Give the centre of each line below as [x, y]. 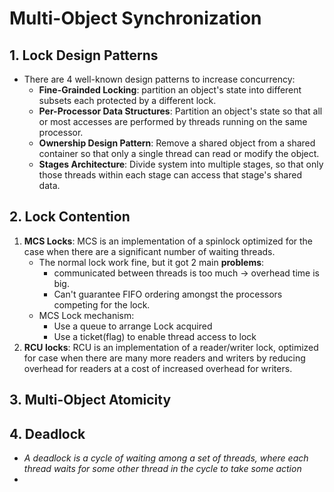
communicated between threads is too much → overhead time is [186, 273]
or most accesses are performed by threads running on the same [173, 121]
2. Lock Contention [70, 217]
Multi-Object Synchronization [135, 18]
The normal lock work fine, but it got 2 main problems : [151, 262]
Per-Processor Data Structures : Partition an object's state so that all [180, 111]
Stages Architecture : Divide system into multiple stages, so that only [181, 164]
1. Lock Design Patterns [84, 55]
